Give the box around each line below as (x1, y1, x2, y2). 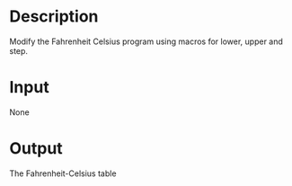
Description (9, 6, 99, 27)
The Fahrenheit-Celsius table (9, 168, 117, 179)
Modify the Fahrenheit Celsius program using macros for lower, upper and (9, 36, 283, 47)
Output (9, 138, 63, 159)
